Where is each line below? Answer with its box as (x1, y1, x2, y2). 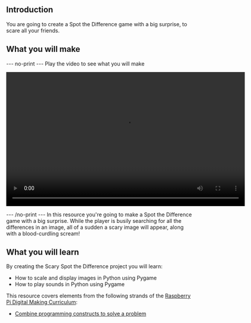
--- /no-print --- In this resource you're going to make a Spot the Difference (6, 211, 192, 218)
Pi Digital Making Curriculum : (6, 299, 78, 306)
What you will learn (6, 247, 79, 257)
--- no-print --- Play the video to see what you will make (6, 60, 145, 67)
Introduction (6, 5, 54, 15)
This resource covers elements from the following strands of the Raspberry (6, 292, 191, 300)
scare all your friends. (6, 27, 60, 34)
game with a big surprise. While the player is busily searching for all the (6, 217, 182, 224)
